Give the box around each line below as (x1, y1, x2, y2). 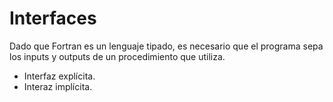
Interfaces (9, 7, 97, 30)
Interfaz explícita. (23, 70, 96, 82)
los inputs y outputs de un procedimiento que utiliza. (9, 50, 226, 62)
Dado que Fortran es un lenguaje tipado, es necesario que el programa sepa (9, 40, 324, 52)
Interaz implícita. (23, 80, 93, 92)
